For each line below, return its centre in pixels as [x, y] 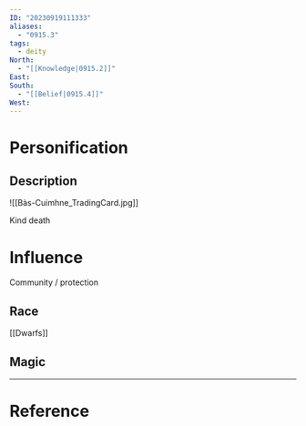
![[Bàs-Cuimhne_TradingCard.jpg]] [74, 203]
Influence [46, 257]
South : [22, 86]
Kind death [30, 220]
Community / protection [54, 282]
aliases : [26, 26]
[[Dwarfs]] [29, 333]
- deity [32, 52]
